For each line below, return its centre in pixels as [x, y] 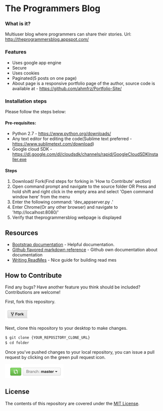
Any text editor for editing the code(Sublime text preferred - [72, 139]
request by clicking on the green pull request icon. [55, 357]
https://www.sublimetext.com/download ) [53, 144]
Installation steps [26, 101]
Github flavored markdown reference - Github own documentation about [85, 250]
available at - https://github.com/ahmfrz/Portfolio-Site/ [67, 89]
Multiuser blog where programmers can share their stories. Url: [68, 34]
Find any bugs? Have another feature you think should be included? [73, 287]
